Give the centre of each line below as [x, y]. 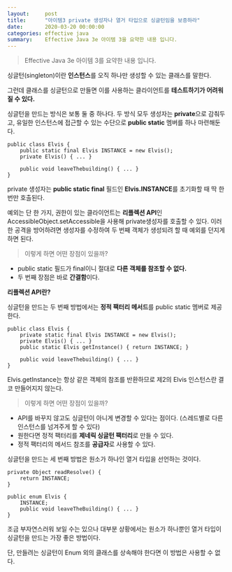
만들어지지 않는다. [39, 388]
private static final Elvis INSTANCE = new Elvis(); [98, 335]
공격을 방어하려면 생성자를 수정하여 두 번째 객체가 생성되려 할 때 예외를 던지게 [120, 230]
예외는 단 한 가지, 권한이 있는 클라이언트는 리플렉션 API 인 [85, 213]
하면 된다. [20, 239]
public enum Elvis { [37, 497]
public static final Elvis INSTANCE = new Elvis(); [96, 151]
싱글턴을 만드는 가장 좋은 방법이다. [54, 538]
